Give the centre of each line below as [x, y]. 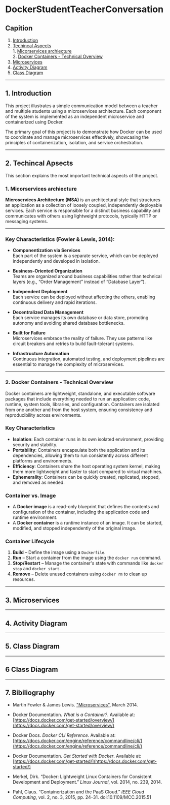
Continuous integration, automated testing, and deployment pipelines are [89, 359]
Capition [19, 28]
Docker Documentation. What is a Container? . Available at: [74, 715]
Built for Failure [29, 333]
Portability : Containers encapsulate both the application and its [79, 450]
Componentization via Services [46, 251]
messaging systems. [27, 221]
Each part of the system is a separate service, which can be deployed [85, 256]
